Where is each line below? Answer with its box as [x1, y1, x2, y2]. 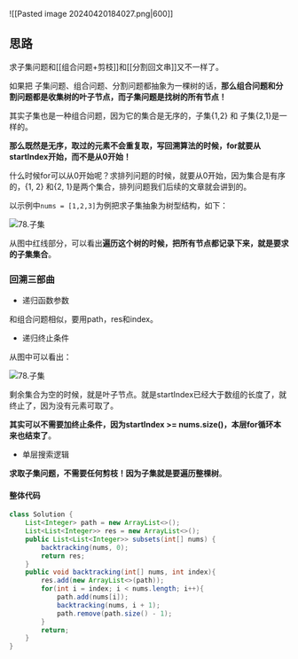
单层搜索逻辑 [21, 449, 69, 460]
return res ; [41, 551, 86, 561]
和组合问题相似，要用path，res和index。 [9, 314, 158, 325]
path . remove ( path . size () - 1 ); [56, 608, 173, 618]
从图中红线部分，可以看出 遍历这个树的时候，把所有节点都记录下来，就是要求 [9, 238, 289, 248]
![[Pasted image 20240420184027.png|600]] [9, 9, 174, 19]
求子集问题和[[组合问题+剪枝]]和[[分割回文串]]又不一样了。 [9, 61, 224, 72]
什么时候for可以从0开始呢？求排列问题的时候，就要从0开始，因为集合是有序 [9, 169, 286, 181]
